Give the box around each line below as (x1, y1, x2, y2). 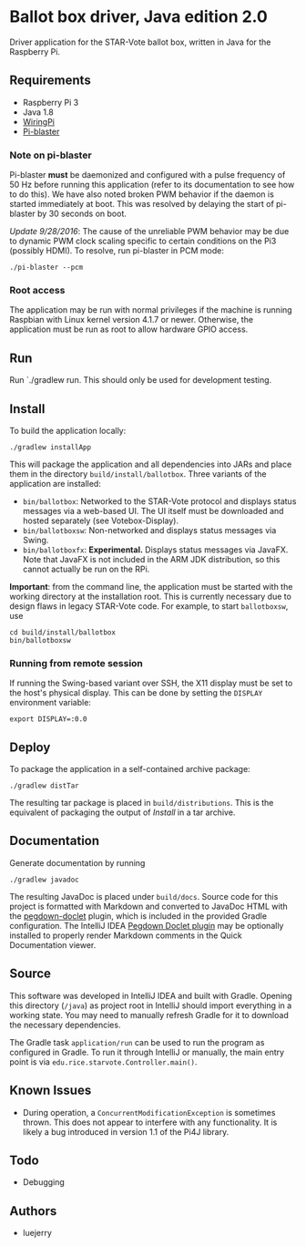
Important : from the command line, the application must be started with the (9, 581, 293, 592)
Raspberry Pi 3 (22, 97, 79, 108)
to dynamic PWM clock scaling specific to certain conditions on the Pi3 (9, 235, 277, 247)
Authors (9, 1203, 57, 1219)
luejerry (22, 1228, 53, 1239)
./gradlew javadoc (9, 875, 79, 884)
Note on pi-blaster (9, 149, 93, 161)
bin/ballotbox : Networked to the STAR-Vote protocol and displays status (22, 495, 297, 507)
